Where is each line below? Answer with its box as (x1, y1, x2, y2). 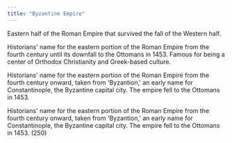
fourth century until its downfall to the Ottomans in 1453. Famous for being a (7, 50, 226, 58)
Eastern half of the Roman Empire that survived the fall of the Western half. (7, 29, 222, 37)
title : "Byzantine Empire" (7, 10, 85, 17)
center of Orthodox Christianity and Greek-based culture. (7, 57, 172, 66)
